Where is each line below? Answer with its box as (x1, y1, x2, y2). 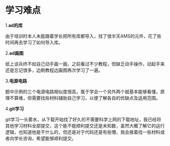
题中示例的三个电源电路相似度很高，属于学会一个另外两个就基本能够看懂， (5, 88, 160, 94)
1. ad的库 (5, 22, 23, 28)
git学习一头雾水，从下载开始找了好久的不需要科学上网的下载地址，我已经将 (5, 116, 161, 122)
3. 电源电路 (5, 78, 27, 84)
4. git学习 (5, 106, 24, 112)
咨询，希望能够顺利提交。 (22, 135, 76, 141)
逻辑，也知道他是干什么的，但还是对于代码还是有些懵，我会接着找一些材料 (5, 129, 160, 135)
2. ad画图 (5, 50, 24, 56)
